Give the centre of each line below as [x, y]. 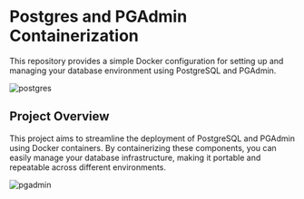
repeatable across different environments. [88, 167]
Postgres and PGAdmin [98, 17]
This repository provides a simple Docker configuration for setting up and [147, 61]
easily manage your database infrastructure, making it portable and [135, 157]
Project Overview [59, 116]
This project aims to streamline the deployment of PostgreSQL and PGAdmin [152, 138]
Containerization [74, 36]
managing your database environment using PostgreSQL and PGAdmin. [143, 71]
